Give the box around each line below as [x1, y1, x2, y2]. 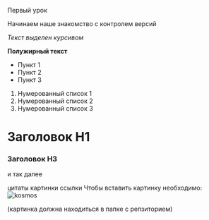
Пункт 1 [17, 61, 41, 69]
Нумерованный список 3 [17, 104, 93, 112]
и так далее [7, 170, 42, 178]
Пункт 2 [17, 68, 42, 76]
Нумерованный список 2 [17, 97, 93, 105]
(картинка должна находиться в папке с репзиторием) [7, 204, 173, 214]
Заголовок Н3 [7, 154, 58, 164]
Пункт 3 [17, 75, 42, 84]
